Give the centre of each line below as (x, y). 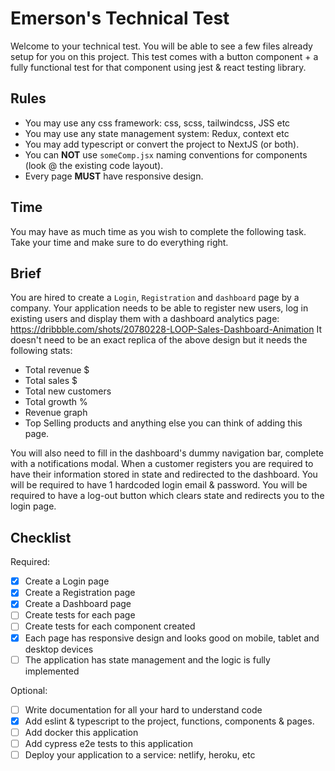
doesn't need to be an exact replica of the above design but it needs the (159, 340)
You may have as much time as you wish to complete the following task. (158, 231)
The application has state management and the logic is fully (147, 659)
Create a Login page (67, 581)
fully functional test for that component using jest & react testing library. (158, 67)
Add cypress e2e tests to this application (108, 743)
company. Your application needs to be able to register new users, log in (159, 308)
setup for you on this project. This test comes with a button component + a (164, 56)
